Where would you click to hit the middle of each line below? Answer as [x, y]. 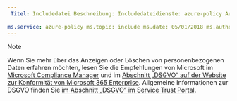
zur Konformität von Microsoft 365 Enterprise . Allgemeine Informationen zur [118, 83]
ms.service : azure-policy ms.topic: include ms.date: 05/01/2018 [105, 27]
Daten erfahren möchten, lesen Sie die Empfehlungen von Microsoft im [110, 68]
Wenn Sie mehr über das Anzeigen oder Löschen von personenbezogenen [116, 60]
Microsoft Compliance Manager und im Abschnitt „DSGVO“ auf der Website [117, 75]
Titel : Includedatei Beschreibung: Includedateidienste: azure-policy [116, 14]
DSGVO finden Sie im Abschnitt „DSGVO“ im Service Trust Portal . [102, 90]
